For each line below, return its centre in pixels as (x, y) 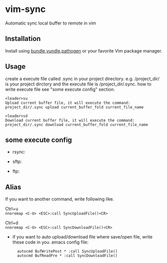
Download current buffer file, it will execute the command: (70, 120)
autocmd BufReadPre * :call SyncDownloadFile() (68, 256)
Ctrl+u (12, 209)
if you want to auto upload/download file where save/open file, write (83, 237)
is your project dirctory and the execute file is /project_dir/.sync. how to (78, 84)
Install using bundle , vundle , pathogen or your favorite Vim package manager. (84, 50)
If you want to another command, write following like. (60, 199)
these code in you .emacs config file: (50, 242)
